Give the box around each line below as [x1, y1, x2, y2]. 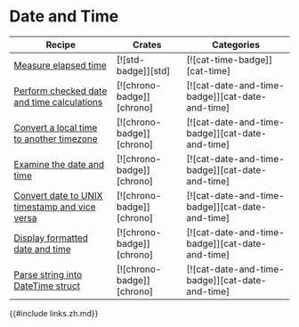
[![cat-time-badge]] [186, 53, 273, 66]
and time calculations [13, 95, 103, 108]
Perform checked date [13, 85, 108, 97]
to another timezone [13, 132, 98, 144]
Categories [212, 38, 261, 51]
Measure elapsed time [13, 59, 107, 71]
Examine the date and [13, 158, 105, 170]
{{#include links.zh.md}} [9, 307, 99, 318]
